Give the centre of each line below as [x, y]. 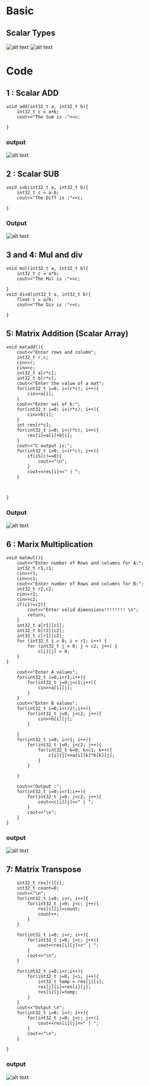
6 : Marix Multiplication [50, 544]
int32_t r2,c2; [35, 589]
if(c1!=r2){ [31, 605]
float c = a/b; [35, 300]
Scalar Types [31, 33]
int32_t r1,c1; [35, 568]
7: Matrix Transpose [44, 869]
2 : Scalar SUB [33, 174]
